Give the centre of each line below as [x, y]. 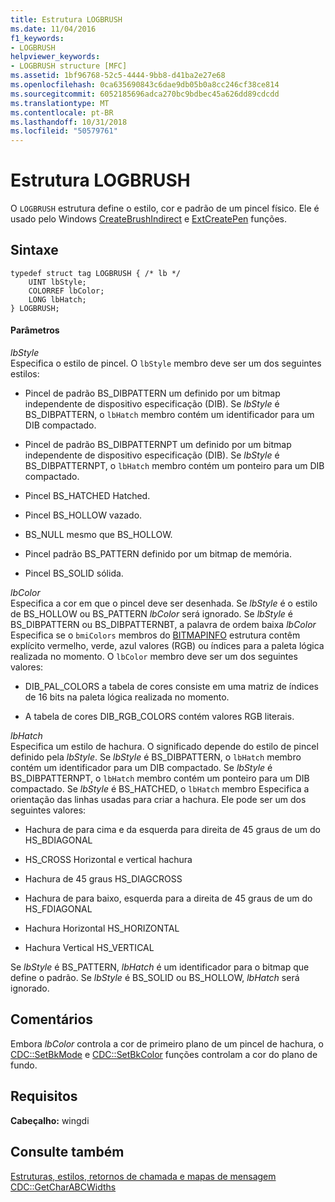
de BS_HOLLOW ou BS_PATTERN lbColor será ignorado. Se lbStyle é [151, 614]
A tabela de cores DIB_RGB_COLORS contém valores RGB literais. [159, 717]
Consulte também [67, 1152]
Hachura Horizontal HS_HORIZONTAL [102, 928]
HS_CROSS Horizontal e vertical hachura [108, 860]
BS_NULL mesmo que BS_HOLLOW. [98, 535]
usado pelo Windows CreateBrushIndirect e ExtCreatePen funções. [148, 219]
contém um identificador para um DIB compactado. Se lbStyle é [141, 768]
